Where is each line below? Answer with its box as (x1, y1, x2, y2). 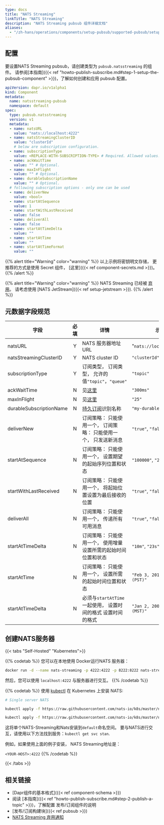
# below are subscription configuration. (14, 144, 99, 149)
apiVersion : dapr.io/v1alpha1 (5, 85, 67, 90)
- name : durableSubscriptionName (9, 176, 78, 181)
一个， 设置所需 (87, 571, 123, 577)
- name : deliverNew (9, 189, 49, 195)
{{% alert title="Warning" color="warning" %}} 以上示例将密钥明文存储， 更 (5, 259, 157, 264)
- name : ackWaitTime (9, 158, 51, 163)
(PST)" (131, 577, 147, 583)
